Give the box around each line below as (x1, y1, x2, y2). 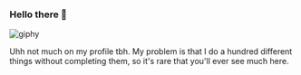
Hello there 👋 (9, 8, 68, 21)
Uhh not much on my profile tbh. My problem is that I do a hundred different (9, 46, 293, 57)
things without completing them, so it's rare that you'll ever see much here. (9, 56, 289, 67)
